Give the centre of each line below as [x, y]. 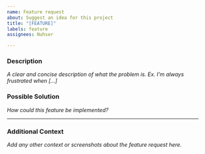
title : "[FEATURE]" [32, 23]
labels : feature [27, 29]
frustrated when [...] [32, 81]
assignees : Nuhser [30, 35]
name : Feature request [36, 12]
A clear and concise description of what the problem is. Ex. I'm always [96, 74]
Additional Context [35, 131]
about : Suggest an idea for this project [60, 18]
